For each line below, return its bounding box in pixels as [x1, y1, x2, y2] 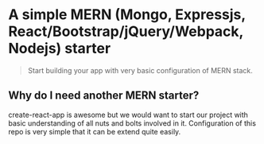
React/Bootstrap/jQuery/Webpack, [8, 22, 244, 41]
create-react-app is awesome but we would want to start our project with [8, 110, 249, 119]
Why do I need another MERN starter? [8, 89, 200, 103]
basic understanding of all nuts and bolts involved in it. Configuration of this [8, 118, 257, 128]
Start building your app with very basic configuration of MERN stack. [27, 65, 253, 75]
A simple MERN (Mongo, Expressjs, [8, 6, 247, 24]
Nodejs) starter [8, 40, 111, 57]
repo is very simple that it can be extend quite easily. [8, 126, 181, 136]
